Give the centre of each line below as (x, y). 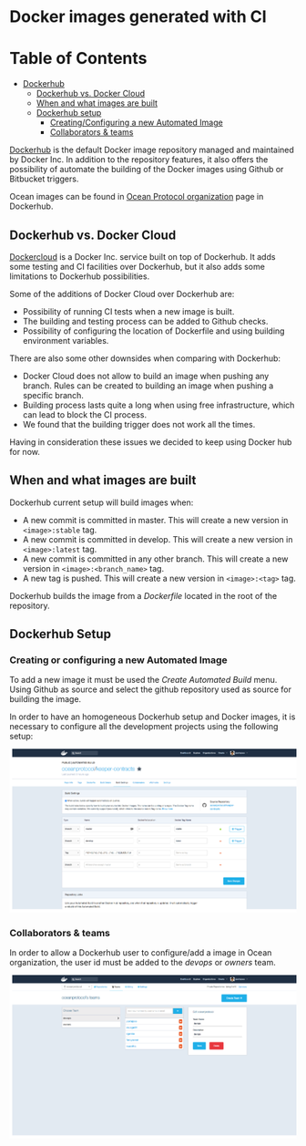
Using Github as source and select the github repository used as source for (150, 689)
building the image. (46, 699)
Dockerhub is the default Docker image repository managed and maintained (152, 150)
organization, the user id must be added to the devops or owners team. (143, 963)
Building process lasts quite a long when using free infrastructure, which (158, 405)
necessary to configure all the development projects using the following (144, 727)
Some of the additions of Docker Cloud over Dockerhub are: (122, 294)
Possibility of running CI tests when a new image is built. (128, 311)
